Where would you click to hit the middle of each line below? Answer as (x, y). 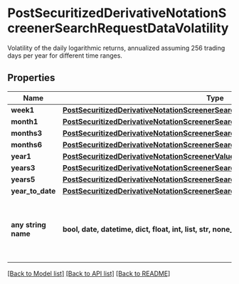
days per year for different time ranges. (65, 56)
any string (28, 224)
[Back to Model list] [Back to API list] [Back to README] (89, 273)
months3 (27, 133)
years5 (23, 179)
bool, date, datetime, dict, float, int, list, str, (137, 229)
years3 (23, 167)
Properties (31, 78)
